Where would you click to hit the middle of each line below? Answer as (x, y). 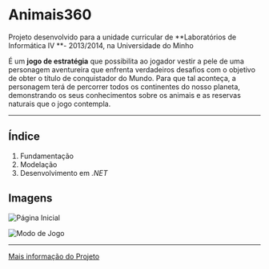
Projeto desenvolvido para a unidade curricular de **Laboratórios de (122, 37)
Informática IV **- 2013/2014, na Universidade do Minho (101, 45)
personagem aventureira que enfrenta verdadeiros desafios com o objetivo (132, 69)
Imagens (30, 198)
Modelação (38, 164)
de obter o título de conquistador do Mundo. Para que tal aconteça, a (122, 78)
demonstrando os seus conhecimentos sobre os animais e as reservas (125, 95)
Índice (24, 137)
